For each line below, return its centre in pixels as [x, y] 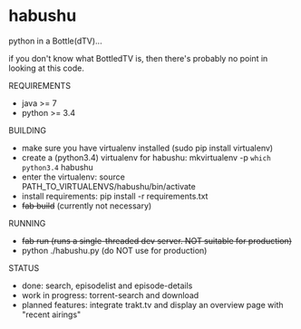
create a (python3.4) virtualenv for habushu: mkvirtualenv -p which [146, 157]
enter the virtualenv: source [73, 177]
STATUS [24, 267]
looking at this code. [47, 68]
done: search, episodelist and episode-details [107, 285]
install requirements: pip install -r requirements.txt [115, 196]
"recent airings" [51, 314]
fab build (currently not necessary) [87, 206]
